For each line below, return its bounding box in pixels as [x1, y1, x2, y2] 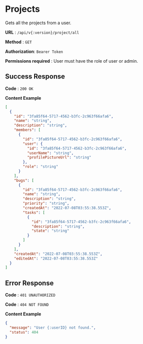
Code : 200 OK [5, 85, 34, 91]
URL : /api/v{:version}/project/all [5, 29, 79, 35]
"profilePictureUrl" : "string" [27, 155, 92, 160]
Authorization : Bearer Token [5, 48, 63, 54]
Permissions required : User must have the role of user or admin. [5, 58, 138, 64]
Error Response [5, 279, 54, 287]
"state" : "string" [31, 229, 70, 233]
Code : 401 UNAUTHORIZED [5, 292, 56, 298]
